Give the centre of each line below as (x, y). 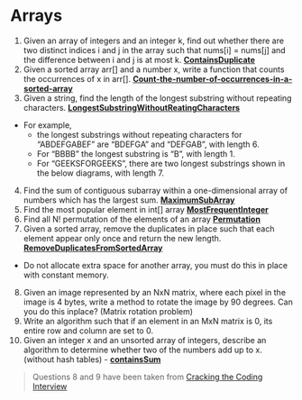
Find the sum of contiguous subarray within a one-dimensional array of (155, 190)
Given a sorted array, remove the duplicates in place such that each (149, 228)
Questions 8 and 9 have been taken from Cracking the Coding (147, 377)
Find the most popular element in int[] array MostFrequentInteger (146, 209)
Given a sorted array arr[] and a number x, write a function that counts (154, 69)
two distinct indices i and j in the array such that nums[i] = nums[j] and (155, 50)
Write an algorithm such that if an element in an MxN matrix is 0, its (148, 321)
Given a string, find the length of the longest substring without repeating (157, 98)
